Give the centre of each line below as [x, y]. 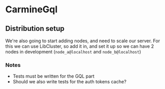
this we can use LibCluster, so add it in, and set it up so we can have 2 [80, 46]
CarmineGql [32, 10]
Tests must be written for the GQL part [53, 76]
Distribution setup [35, 29]
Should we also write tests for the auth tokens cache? [70, 82]
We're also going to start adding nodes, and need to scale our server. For [83, 41]
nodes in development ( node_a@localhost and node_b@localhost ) [73, 52]
